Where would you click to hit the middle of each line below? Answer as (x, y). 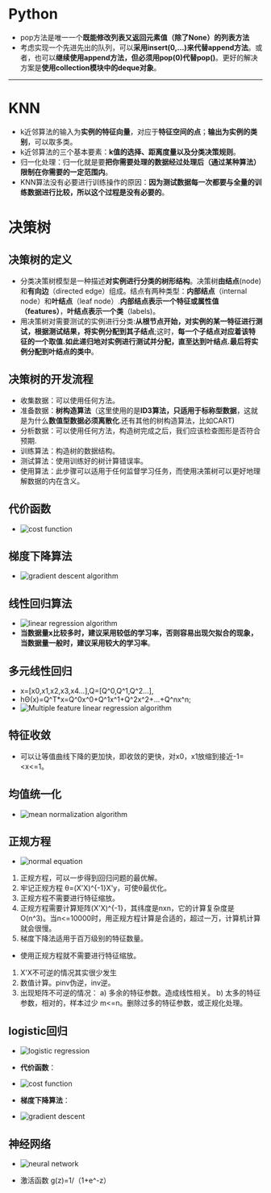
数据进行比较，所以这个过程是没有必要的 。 (98, 192)
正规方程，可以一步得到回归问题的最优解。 (91, 878)
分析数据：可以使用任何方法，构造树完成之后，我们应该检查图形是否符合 (140, 430)
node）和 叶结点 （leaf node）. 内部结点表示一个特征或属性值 (119, 301)
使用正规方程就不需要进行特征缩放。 (80, 956)
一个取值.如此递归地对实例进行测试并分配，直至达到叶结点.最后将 (143, 341)
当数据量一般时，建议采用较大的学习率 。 (87, 643)
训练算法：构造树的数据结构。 (69, 451)
